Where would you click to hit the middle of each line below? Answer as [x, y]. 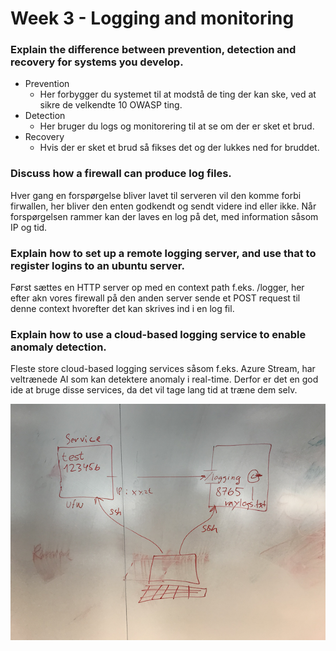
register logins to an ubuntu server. [97, 265]
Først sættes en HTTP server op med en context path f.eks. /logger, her [157, 288]
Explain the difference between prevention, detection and [153, 50]
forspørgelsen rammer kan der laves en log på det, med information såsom [164, 216]
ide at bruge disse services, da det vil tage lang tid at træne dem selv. [154, 390]
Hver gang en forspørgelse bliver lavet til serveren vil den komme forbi [156, 195]
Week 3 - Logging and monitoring [152, 18]
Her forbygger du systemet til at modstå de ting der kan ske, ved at [178, 94]
